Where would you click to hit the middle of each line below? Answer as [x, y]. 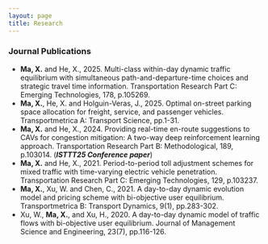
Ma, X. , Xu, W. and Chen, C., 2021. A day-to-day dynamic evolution [132, 188]
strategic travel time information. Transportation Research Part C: [128, 86]
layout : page [30, 16]
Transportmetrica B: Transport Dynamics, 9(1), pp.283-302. [119, 205]
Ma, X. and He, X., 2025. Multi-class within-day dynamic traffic [125, 68]
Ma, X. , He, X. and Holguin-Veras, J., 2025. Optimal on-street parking [136, 103]
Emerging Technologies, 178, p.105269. [85, 94]
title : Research [36, 23]
